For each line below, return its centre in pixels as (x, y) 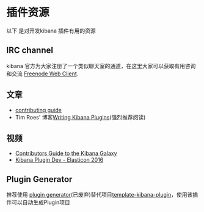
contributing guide (38, 110)
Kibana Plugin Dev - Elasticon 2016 (59, 160)
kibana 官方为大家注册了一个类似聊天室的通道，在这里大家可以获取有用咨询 (101, 66)
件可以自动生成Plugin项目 (38, 202)
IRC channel (30, 51)
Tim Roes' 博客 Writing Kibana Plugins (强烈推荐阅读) (80, 117)
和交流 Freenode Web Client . (42, 74)
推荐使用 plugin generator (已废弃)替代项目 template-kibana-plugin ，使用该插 (102, 195)
